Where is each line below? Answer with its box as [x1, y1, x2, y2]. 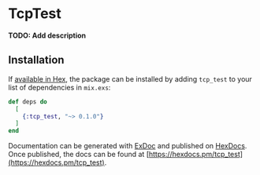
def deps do [8, 97, 47, 106]
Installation [8, 53, 65, 67]
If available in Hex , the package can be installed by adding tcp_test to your [8, 74, 252, 83]
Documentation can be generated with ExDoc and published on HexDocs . [8, 141, 247, 151]
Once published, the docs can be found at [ [8, 150, 150, 159]
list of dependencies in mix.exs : [8, 82, 111, 92]
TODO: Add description [8, 31, 87, 40]
